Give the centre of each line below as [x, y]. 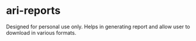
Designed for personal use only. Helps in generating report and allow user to [98, 27]
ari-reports [33, 11]
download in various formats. [41, 32]
